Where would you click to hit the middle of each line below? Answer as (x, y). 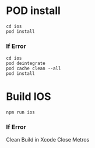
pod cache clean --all (34, 68)
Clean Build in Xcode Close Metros (48, 140)
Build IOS (29, 97)
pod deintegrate (26, 63)
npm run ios (20, 112)
